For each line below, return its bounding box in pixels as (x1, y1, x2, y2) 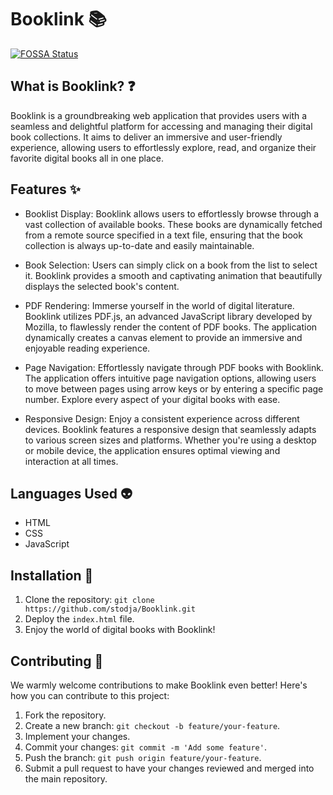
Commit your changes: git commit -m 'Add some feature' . (24, 741, 267, 753)
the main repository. (24, 773, 108, 785)
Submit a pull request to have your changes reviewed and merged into (24, 762, 315, 774)
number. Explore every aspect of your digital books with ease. (24, 393, 281, 405)
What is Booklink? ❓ (10, 78, 136, 95)
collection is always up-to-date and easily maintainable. (24, 239, 255, 251)
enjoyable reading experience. (24, 342, 151, 354)
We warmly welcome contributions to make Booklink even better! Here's (10, 679, 308, 691)
